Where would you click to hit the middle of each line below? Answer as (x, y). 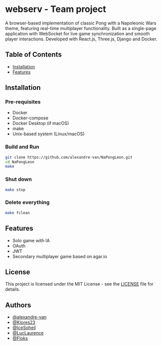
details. (13, 289)
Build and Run (22, 147)
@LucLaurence (28, 333)
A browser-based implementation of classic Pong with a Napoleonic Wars (81, 23)
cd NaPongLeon (20, 162)
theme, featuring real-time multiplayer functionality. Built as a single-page (81, 28)
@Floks (20, 339)
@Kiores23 (24, 323)
